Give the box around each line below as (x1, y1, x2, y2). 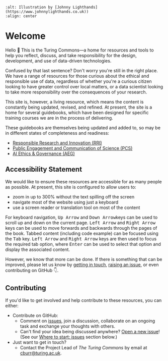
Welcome (5, 30, 46, 42)
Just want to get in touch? (12, 339, 67, 345)
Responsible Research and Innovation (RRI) (12, 139, 102, 146)
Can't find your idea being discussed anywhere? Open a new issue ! (20, 328, 160, 334)
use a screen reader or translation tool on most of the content (12, 204, 140, 211)
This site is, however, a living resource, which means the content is (5, 98, 144, 105)
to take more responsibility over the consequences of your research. (5, 89, 147, 95)
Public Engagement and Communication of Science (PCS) (12, 145, 133, 151)
